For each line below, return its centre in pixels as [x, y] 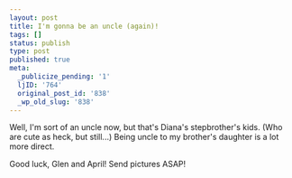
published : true [40, 60]
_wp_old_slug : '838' [56, 102]
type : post [30, 52]
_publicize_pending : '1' [64, 77]
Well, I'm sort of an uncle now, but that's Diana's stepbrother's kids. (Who [146, 127]
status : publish [40, 43]
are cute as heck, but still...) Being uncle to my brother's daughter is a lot [144, 137]
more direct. [32, 146]
